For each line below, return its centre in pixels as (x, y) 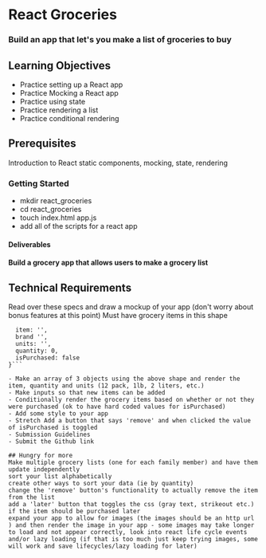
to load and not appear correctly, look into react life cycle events (128, 532)
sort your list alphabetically (60, 477)
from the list (32, 497)
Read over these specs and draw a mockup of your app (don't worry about (131, 307)
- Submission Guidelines (49, 435)
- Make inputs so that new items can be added (87, 393)
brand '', (31, 337)
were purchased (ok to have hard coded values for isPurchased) (117, 407)
